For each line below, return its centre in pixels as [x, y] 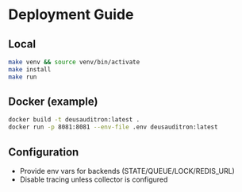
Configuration [44, 152]
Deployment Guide [71, 15]
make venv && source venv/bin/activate [74, 62]
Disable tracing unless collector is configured [94, 179]
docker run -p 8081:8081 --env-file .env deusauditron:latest [113, 127]
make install [30, 69]
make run [23, 77]
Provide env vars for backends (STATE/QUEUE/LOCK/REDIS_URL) [127, 171]
